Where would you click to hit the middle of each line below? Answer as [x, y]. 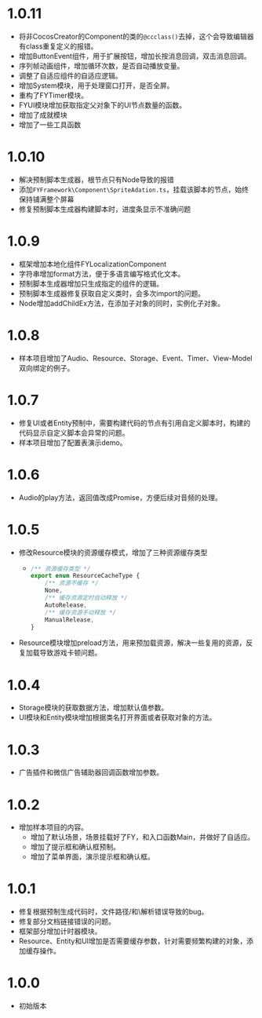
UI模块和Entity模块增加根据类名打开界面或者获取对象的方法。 [117, 717]
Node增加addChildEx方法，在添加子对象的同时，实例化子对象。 [122, 303]
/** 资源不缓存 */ [72, 583]
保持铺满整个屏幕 [46, 199]
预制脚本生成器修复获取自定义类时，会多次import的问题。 [112, 293]
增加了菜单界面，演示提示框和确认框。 [92, 857]
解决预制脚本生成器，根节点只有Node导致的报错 [96, 179]
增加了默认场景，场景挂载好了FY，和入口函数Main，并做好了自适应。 [142, 837]
